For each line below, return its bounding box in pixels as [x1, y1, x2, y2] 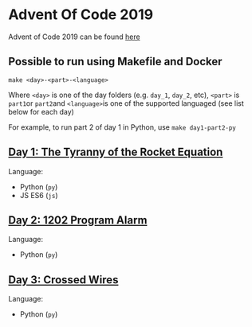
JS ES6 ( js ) [19, 190, 58, 200]
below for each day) [8, 107, 74, 116]
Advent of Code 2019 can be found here [8, 32, 141, 41]
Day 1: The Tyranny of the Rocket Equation [8, 146, 223, 159]
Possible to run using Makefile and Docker [8, 55, 222, 68]
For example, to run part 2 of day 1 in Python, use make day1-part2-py [8, 122, 237, 132]
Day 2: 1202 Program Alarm [8, 213, 148, 227]
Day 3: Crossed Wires [8, 273, 119, 286]
